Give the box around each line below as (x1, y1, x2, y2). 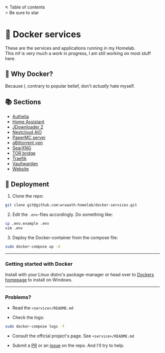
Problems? (5, 294, 31, 301)
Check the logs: (12, 315, 44, 320)
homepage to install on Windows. (5, 277, 73, 283)
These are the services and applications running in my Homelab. (5, 45, 136, 51)
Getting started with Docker (5, 260, 73, 267)
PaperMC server (12, 134, 46, 140)
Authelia (12, 113, 29, 119)
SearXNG (12, 145, 31, 151)
